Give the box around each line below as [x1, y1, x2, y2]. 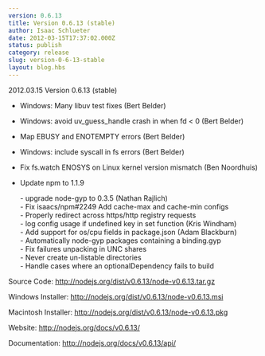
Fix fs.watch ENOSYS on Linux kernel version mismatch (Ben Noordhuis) [19, 162, 259, 172]
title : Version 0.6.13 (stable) [8, 19, 115, 27]
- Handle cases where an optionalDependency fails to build [19, 260, 215, 271]
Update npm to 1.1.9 [19, 178, 85, 187]
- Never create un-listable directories [19, 252, 142, 262]
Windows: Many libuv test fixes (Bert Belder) [19, 100, 166, 110]
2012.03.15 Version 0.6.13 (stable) [8, 85, 118, 95]
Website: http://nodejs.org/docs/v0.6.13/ [8, 323, 141, 332]
